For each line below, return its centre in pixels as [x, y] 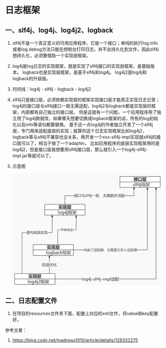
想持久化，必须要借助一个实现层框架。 [51, 56]
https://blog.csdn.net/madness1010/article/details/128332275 [75, 340]
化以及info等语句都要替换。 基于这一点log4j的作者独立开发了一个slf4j [83, 124]
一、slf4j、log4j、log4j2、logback [59, 30]
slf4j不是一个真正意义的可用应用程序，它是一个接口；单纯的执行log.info [85, 43]
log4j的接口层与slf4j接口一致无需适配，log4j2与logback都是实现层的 [82, 106]
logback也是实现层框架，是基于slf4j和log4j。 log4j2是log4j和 [84, 72]
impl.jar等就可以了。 [33, 156]
